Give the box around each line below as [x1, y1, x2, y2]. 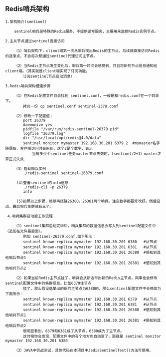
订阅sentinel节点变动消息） [23, 74, 75, 79]
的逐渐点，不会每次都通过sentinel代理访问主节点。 [5, 53, 98, 58]
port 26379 [23, 118, 46, 123]
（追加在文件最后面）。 [5, 229, 44, 234]
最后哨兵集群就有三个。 [12, 204, 54, 209]
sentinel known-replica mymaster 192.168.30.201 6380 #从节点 [23, 239, 157, 244]
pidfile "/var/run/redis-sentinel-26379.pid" [23, 126, 120, 131]
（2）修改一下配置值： [14, 113, 54, 118]
